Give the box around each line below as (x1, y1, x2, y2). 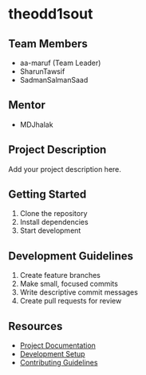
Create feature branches (19, 271, 101, 280)
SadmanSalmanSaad (19, 75, 89, 84)
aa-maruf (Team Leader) (19, 58, 101, 67)
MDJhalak (19, 120, 53, 129)
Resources (8, 319, 63, 333)
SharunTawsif (19, 67, 65, 76)
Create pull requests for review (19, 296, 122, 306)
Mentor (8, 98, 46, 112)
